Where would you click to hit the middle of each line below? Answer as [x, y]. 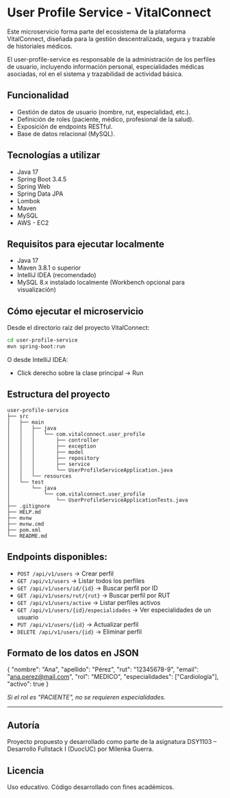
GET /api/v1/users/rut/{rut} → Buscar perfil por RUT [94, 595]
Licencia [26, 770]
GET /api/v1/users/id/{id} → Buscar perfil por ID [88, 588]
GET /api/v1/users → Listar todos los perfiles [81, 580]
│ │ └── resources [39, 476]
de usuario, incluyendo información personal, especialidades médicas [106, 66]
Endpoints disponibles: [57, 557]
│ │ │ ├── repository [53, 458]
